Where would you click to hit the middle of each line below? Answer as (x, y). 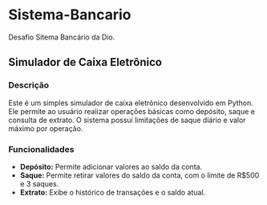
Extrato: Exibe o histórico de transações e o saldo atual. (113, 192)
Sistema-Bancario (70, 15)
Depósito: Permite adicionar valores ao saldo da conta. (111, 166)
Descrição (29, 85)
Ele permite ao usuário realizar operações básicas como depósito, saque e (131, 111)
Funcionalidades (41, 149)
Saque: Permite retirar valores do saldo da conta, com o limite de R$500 (140, 175)
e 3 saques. (39, 183)
